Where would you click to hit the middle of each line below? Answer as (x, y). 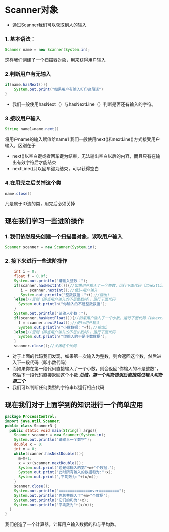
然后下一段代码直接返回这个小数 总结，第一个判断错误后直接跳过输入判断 (87, 375)
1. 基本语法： (20, 39)
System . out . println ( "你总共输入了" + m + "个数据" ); (62, 495)
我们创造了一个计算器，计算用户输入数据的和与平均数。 (62, 524)
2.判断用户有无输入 (28, 74)
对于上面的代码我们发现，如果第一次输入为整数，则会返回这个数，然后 (85, 356)
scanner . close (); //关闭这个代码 (45, 346)
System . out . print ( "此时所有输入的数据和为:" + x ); (66, 472)
